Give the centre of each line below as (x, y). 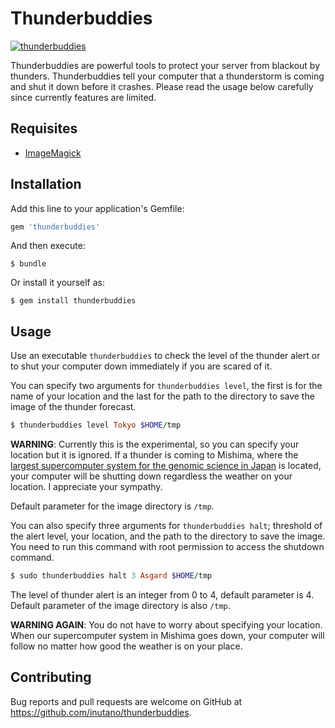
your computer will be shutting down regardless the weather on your (151, 476)
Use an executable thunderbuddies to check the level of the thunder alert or (165, 356)
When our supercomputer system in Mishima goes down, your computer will (167, 635)
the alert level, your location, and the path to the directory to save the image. (168, 536)
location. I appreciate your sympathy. (86, 487)
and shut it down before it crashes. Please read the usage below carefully (162, 86)
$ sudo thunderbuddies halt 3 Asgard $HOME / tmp (111, 576)
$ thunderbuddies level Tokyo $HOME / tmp (96, 425)
